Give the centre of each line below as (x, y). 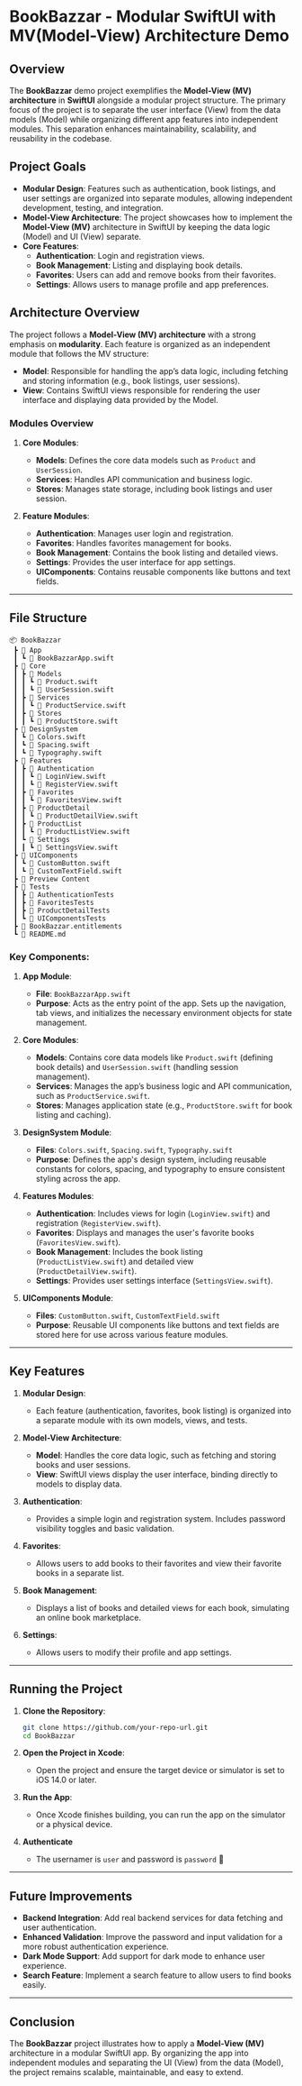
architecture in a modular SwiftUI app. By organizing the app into (129, 2054)
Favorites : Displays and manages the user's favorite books (145, 1233)
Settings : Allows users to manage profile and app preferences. (152, 284)
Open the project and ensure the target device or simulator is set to (160, 1770)
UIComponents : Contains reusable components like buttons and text (163, 572)
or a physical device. (74, 1825)
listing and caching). (73, 1115)
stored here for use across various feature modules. (132, 1335)
